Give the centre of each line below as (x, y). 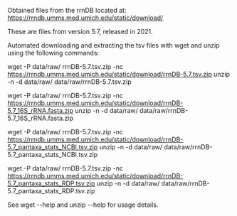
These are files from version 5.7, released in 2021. (80, 32)
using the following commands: (53, 53)
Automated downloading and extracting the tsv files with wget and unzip (114, 45)
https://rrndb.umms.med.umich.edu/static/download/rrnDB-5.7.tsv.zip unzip (118, 74)
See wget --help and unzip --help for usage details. (83, 205)
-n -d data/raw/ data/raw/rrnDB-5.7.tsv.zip (69, 82)
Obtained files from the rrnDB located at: (67, 10)
